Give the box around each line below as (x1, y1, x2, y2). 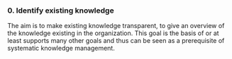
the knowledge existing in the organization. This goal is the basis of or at (7, 29, 219, 37)
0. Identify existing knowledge (7, 6, 115, 15)
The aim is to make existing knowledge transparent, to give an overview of (7, 22, 225, 30)
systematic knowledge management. (7, 44, 115, 53)
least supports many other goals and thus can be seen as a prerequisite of (7, 37, 225, 45)
